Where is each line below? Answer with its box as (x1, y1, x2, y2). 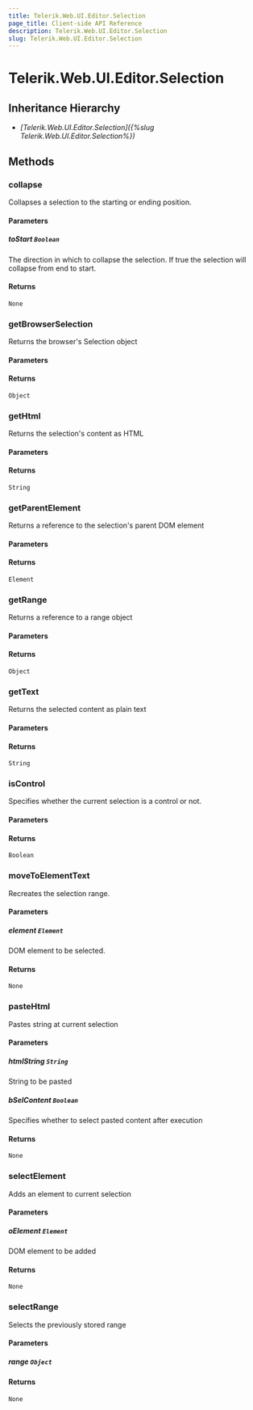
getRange (8, 594, 48, 605)
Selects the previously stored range (8, 1320, 126, 1329)
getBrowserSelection (8, 318, 93, 330)
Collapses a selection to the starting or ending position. (8, 197, 192, 207)
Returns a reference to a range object (8, 612, 133, 622)
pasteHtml (8, 1001, 51, 1012)
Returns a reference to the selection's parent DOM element (8, 520, 205, 530)
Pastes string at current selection (8, 1019, 118, 1029)
